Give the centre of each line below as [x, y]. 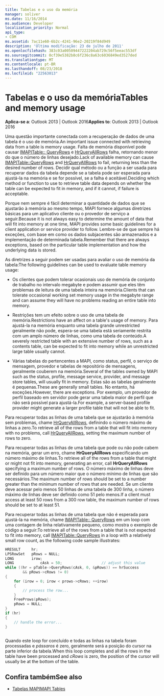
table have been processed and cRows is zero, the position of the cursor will [82, 656]
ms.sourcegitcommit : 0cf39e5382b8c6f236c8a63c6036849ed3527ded [71, 55]
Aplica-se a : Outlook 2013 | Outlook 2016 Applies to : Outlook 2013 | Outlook [82, 122]
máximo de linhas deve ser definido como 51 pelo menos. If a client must [78, 494]
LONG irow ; [24, 559]
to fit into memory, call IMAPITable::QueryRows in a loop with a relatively [78, 535]
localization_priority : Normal [37, 28]
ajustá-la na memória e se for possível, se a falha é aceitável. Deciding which [82, 178]
